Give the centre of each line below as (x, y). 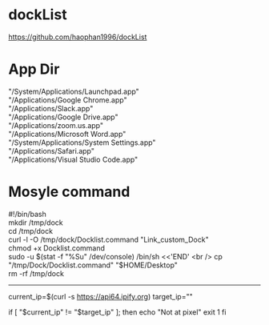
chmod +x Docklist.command (57, 248)
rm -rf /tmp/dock (36, 273)
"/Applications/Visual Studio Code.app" (73, 159)
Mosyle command (69, 192)
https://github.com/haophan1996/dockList (78, 37)
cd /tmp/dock (31, 231)
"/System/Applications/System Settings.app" (82, 142)
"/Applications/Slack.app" (51, 108)
